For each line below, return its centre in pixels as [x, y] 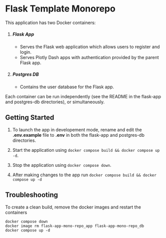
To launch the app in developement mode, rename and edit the [77, 130]
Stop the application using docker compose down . [62, 165]
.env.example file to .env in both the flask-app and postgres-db [78, 135]
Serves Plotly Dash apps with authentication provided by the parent [89, 57]
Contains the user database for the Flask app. [67, 87]
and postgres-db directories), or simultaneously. [55, 102]
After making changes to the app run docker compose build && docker [84, 175]
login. [25, 52]
